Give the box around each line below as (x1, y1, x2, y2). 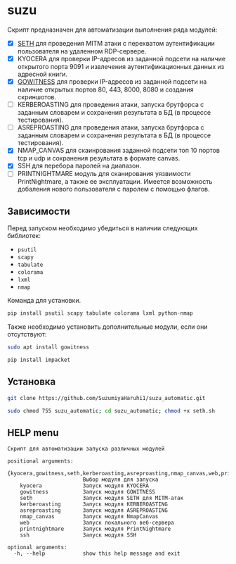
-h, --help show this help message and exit (13, 550, 181, 558)
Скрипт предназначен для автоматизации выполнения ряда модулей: (7, 25, 218, 34)
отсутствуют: (7, 330, 47, 339)
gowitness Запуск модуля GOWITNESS (20, 489, 156, 496)
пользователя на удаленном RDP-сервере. (17, 47, 147, 55)
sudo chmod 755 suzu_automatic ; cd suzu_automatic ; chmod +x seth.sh (7, 407, 216, 414)
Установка (7, 376, 56, 388)
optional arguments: (7, 544, 68, 551)
